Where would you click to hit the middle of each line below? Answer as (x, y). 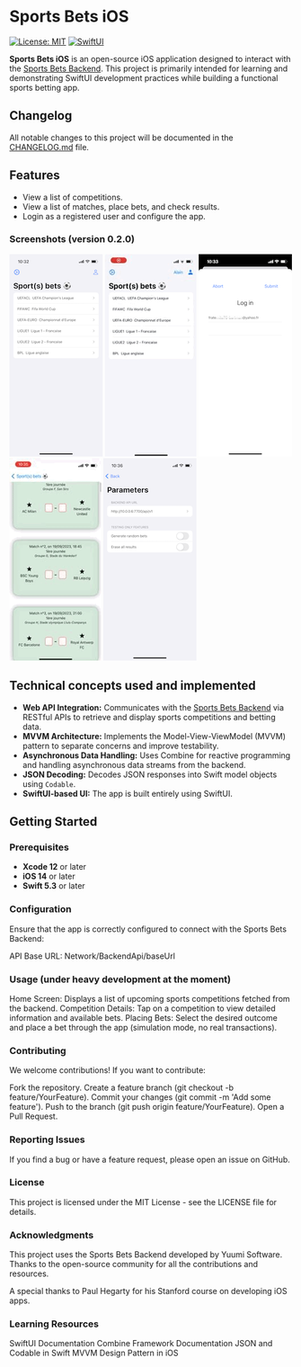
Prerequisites (39, 847)
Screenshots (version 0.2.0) (72, 239)
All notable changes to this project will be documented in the (121, 138)
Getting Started (53, 822)
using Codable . (49, 783)
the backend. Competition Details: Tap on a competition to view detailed (142, 1008)
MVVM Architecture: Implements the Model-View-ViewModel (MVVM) (154, 736)
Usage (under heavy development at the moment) (120, 979)
